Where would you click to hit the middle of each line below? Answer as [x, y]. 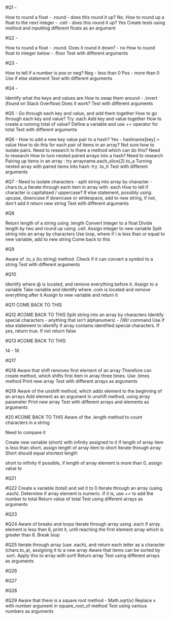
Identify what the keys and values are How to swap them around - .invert [81, 98]
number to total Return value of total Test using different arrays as [74, 499]
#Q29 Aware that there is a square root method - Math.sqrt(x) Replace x [80, 600]
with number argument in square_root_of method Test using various [76, 606]
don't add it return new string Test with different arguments [67, 203]
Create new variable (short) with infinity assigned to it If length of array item [84, 442]
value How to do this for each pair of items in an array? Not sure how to [80, 145]
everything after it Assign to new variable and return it [62, 295]
